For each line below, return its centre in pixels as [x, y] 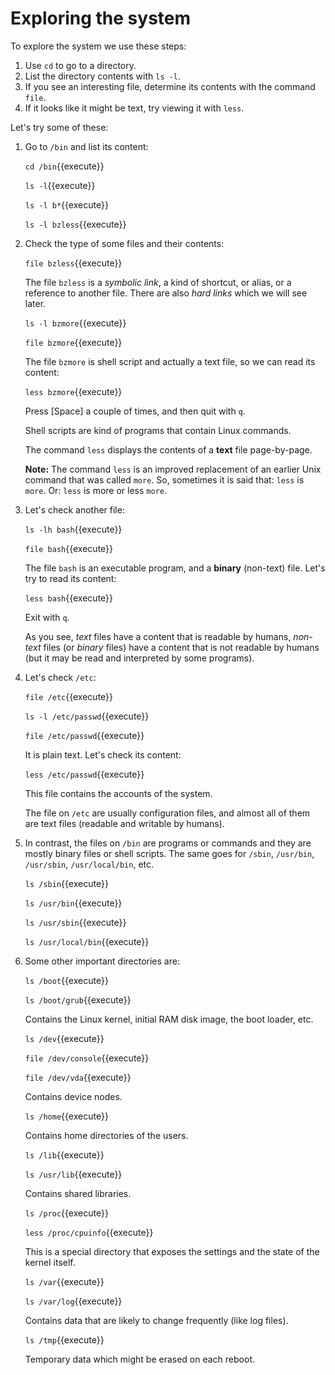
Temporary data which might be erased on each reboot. [139, 1359]
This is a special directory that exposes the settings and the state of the [172, 1251]
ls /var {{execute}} [64, 1281]
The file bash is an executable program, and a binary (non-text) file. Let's [175, 568]
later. [35, 303]
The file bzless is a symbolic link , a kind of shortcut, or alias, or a [158, 282]
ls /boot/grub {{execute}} [78, 999]
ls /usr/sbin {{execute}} [75, 922]
